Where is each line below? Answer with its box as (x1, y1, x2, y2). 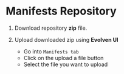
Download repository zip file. (14, 24, 88, 32)
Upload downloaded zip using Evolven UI (14, 36, 119, 43)
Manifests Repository (5, 4, 117, 18)
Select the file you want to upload (23, 61, 108, 68)
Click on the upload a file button (23, 54, 104, 61)
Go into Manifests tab (23, 47, 79, 55)
